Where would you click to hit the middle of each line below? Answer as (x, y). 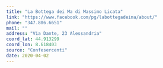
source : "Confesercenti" (37, 50)
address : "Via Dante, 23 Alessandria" (54, 34)
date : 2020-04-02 (28, 56)
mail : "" (17, 28)
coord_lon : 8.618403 (32, 45)
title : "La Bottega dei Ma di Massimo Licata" (65, 12)
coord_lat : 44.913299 (33, 39)
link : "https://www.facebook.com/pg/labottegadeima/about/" (82, 17)
